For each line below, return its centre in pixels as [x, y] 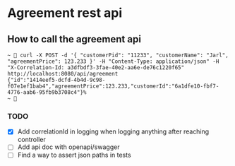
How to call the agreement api [74, 39]
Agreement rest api [65, 13]
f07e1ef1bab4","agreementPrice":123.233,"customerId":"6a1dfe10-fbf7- [113, 86]
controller [31, 140]
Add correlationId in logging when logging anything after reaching [113, 131]
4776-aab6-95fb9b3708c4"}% [47, 93]
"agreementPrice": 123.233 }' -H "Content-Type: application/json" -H [113, 61]
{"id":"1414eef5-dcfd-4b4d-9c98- [56, 80]
